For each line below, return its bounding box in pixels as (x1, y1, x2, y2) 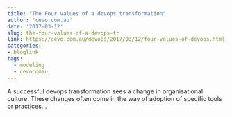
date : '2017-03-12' (7, 23, 64, 30)
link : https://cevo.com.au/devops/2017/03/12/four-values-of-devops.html (7, 36, 226, 43)
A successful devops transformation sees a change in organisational (7, 87, 204, 96)
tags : (7, 55, 23, 62)
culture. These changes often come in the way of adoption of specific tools (7, 94, 222, 102)
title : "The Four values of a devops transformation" (7, 10, 167, 17)
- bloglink (7, 49, 39, 56)
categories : (7, 42, 42, 49)
